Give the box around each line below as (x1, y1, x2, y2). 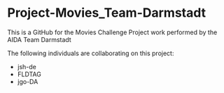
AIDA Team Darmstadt (7, 35, 71, 43)
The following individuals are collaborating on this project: (7, 49, 174, 57)
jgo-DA (17, 77, 38, 85)
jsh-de (17, 62, 37, 71)
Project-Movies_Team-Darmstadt (7, 5, 206, 21)
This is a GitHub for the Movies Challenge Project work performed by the (7, 28, 218, 36)
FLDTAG (17, 70, 42, 78)
